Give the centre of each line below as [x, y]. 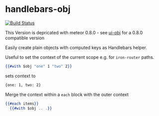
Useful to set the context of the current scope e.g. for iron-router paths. [80, 57]
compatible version [25, 38]
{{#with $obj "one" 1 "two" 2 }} [39, 66]
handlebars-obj [38, 9]
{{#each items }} [22, 104]
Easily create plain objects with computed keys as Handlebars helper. [76, 47]
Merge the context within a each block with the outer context [67, 94]
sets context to [20, 76]
